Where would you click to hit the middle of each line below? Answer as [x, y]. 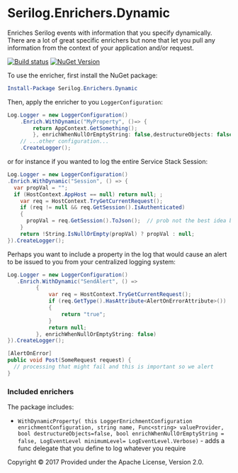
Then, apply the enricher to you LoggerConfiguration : [85, 102]
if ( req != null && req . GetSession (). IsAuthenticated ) [103, 207]
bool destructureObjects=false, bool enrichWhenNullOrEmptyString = [121, 434]
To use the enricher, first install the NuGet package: [83, 75]
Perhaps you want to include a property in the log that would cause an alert [117, 254]
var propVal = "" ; [41, 187]
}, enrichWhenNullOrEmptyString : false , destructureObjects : [123, 135]
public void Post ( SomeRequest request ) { [69, 360]
